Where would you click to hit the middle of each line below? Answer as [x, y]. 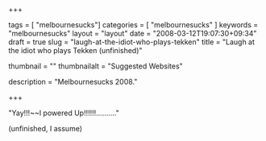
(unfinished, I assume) [46, 129]
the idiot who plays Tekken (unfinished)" [75, 50]
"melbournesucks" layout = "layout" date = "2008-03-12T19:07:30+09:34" [133, 33]
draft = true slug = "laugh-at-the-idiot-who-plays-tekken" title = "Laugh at [132, 42]
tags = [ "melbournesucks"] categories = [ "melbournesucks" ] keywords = [133, 25]
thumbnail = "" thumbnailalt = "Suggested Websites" [96, 66]
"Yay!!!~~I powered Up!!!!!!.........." [64, 113]
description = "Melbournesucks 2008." [73, 82]
